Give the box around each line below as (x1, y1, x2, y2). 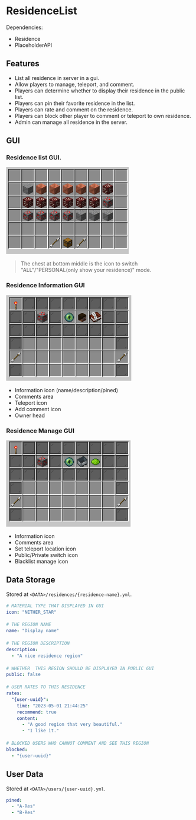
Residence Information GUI (6, 281, 85, 290)
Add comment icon (14, 405, 61, 412)
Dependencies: (6, 24, 43, 31)
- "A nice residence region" (11, 653, 83, 659)
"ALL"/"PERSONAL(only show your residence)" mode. (20, 267, 152, 274)
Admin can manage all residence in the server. (14, 118, 128, 126)
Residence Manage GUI (6, 427, 75, 435)
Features (6, 59, 40, 69)
